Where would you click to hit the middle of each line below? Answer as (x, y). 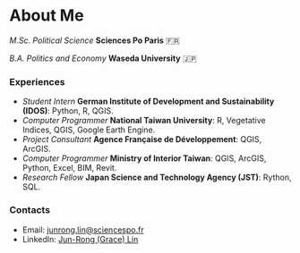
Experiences (37, 81)
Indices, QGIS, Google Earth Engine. (89, 130)
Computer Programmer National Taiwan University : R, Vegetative (144, 121)
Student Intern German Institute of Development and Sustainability (148, 101)
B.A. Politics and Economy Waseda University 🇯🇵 (103, 58)
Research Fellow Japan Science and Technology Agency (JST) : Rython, (157, 177)
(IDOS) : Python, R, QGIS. (68, 111)
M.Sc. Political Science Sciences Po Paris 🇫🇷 (95, 40)
